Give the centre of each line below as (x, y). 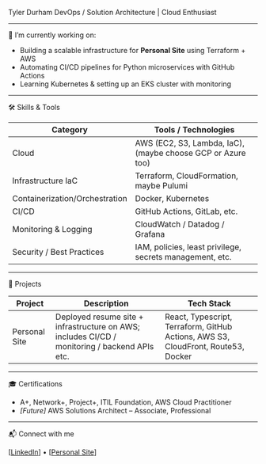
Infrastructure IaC (45, 181)
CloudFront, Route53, (205, 346)
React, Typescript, (199, 317)
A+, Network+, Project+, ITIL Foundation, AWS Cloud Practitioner (125, 402)
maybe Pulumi (161, 186)
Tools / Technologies (194, 129)
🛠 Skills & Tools (34, 107)
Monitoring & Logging (52, 229)
